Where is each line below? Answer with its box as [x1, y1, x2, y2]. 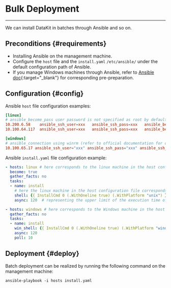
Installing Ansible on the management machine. [12, 53, 112, 59]
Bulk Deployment [5, 3, 79, 15]
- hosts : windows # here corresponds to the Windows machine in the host [5, 207, 165, 212]
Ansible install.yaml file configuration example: [5, 155, 107, 161]
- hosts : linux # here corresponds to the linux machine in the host [5, 164, 156, 169]
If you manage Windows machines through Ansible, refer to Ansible [12, 69, 154, 75]
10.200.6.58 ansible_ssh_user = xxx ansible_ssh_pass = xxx [5, 122, 138, 127]
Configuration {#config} [5, 90, 84, 98]
